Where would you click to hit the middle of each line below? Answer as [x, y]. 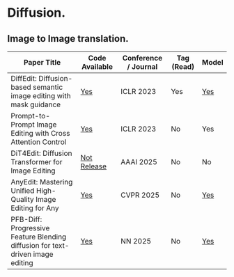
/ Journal [142, 66]
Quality [22, 199]
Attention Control [39, 142]
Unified [23, 191]
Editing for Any [35, 208]
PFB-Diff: [26, 219]
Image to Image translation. [68, 39]
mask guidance [36, 104]
